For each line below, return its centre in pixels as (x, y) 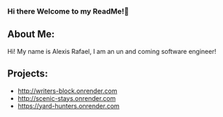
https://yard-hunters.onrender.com (69, 106)
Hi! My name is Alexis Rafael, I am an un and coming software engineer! (112, 51)
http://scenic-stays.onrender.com (67, 98)
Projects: (28, 74)
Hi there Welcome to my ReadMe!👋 (68, 11)
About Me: (31, 34)
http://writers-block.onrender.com (67, 91)
